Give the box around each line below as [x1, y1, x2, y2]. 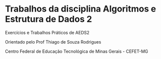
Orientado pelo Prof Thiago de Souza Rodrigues [5, 39, 101, 44]
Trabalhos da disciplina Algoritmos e [5, 3, 157, 15]
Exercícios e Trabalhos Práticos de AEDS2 [5, 29, 90, 35]
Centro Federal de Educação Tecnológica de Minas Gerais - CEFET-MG [5, 48, 148, 54]
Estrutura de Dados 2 [5, 14, 92, 25]
